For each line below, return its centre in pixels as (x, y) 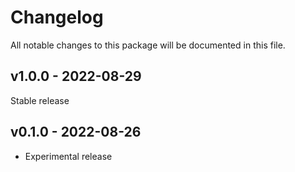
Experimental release (68, 156)
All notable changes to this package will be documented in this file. (148, 45)
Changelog (57, 17)
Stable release (40, 100)
